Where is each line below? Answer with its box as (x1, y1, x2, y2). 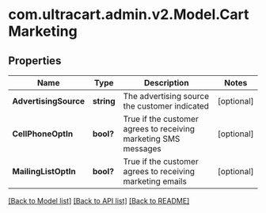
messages (123, 143, 161, 154)
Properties (8, 54, 62, 67)
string (92, 96, 116, 106)
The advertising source (123, 91, 210, 101)
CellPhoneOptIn (12, 128, 74, 139)
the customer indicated (123, 101, 210, 112)
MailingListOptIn (12, 166, 77, 177)
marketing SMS (123, 133, 180, 144)
